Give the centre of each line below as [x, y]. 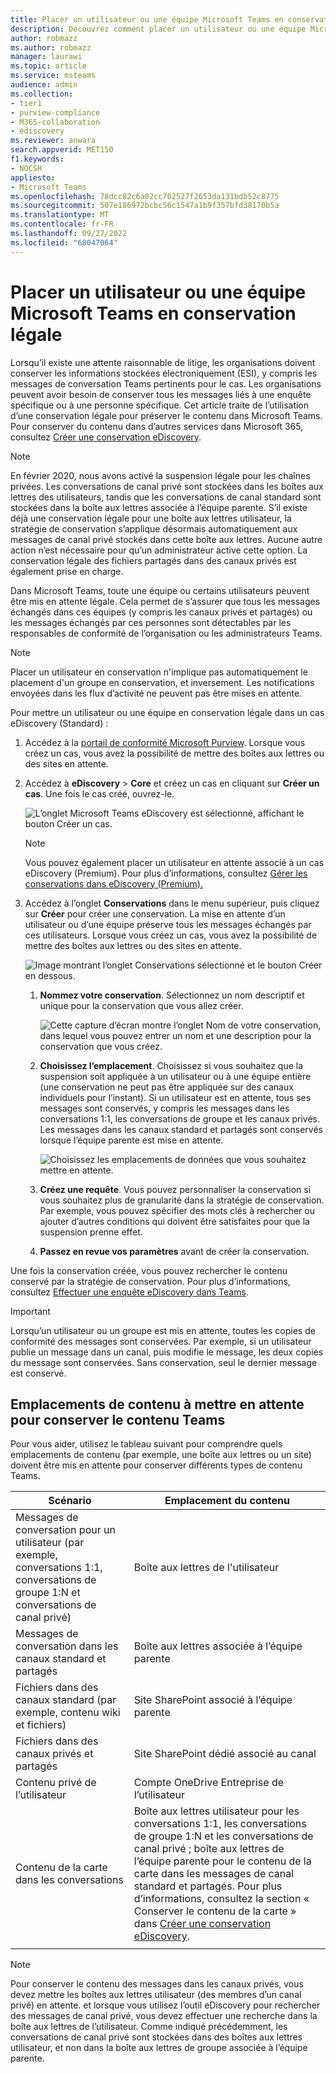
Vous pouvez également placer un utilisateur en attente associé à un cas [174, 862]
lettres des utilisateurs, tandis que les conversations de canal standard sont [166, 497]
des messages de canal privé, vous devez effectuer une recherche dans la [164, 2016]
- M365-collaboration [55, 122]
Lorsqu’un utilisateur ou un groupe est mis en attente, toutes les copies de [163, 1330]
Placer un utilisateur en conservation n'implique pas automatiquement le [159, 672]
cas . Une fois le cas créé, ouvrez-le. [99, 793]
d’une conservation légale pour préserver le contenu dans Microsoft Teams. [166, 415]
